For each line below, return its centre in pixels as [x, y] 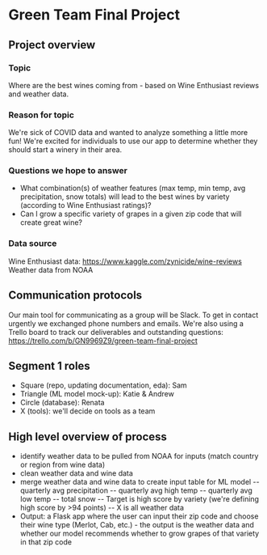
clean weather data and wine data [76, 473]
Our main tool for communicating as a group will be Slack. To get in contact [133, 315]
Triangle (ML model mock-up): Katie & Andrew [97, 394]
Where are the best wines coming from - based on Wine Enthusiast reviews [134, 85]
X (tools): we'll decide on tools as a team [88, 411]
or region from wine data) [63, 465]
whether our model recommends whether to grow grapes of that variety [140, 534]
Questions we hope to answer [68, 171]
